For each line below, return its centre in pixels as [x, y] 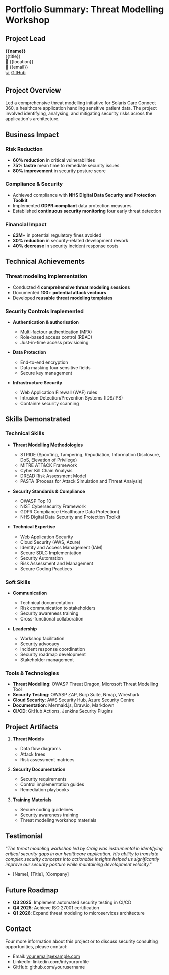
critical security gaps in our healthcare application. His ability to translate [82, 854]
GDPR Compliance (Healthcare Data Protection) [70, 511]
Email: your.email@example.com [46, 956]
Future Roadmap [32, 890]
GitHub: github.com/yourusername [49, 967]
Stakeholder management [47, 660]
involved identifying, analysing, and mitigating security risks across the [79, 113]
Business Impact [32, 135]
